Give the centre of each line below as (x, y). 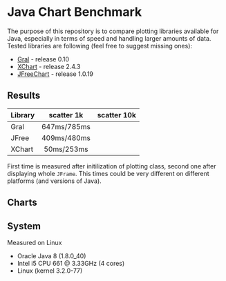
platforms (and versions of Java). (54, 181)
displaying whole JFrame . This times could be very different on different (108, 173)
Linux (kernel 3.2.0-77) (50, 271)
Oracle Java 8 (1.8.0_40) (51, 255)
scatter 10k (116, 115)
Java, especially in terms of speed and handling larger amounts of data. (109, 38)
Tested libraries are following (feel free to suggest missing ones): (100, 46)
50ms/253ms (66, 149)
